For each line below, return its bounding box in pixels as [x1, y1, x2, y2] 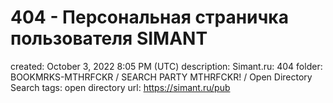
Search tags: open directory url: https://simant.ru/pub [10, 81, 231, 93]
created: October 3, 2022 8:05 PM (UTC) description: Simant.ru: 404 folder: [10, 60, 323, 72]
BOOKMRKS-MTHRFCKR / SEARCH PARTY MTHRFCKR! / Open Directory [10, 71, 313, 83]
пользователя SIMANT [10, 27, 208, 50]
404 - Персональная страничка [10, 6, 289, 29]
